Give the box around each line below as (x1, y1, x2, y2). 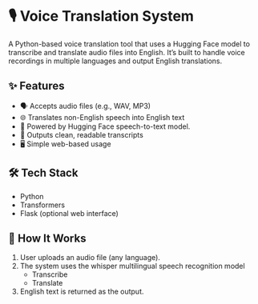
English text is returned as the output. (19, 286, 144, 297)
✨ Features (8, 79, 65, 93)
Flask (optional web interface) (19, 208, 119, 218)
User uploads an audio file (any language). (19, 253, 160, 262)
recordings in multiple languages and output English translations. (8, 56, 223, 66)
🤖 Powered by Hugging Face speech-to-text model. (19, 122, 191, 131)
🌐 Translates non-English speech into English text (19, 112, 185, 122)
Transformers (19, 200, 66, 210)
